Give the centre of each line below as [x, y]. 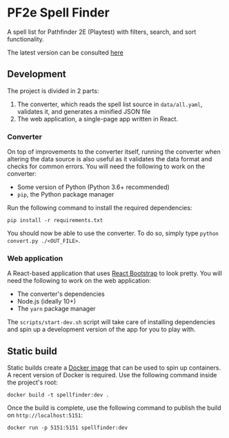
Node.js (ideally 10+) [47, 301]
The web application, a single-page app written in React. [97, 119]
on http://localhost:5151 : [45, 415]
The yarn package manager [56, 309]
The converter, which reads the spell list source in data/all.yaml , [110, 104]
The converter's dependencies [61, 294]
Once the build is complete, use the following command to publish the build [114, 408]
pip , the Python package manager [66, 195]
